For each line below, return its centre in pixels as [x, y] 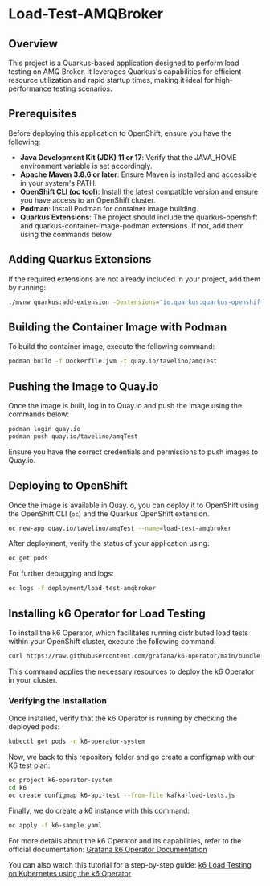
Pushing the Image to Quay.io [84, 386]
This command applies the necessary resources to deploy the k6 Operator [131, 671]
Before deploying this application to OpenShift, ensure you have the [120, 133]
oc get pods [28, 558]
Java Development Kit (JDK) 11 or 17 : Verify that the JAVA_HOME [128, 157]
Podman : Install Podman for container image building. [109, 208]
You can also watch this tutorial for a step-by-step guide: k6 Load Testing [130, 864]
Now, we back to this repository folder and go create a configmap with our [131, 757]
